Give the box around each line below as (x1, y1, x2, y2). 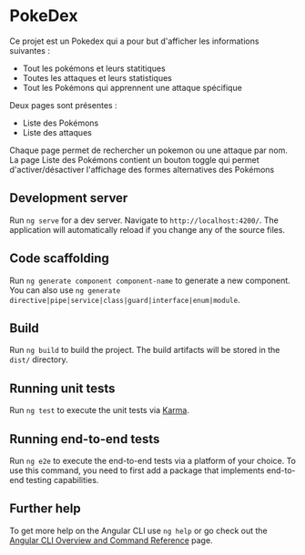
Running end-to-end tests (9, 431, 160, 447)
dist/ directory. (9, 354, 68, 365)
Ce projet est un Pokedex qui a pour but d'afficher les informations (9, 35, 259, 46)
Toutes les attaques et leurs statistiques (22, 72, 173, 83)
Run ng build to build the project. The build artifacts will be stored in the (9, 345, 280, 356)
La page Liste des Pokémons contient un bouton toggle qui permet (9, 154, 259, 165)
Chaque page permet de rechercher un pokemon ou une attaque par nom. (9, 145, 289, 156)
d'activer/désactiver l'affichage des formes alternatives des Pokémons (9, 164, 275, 175)
